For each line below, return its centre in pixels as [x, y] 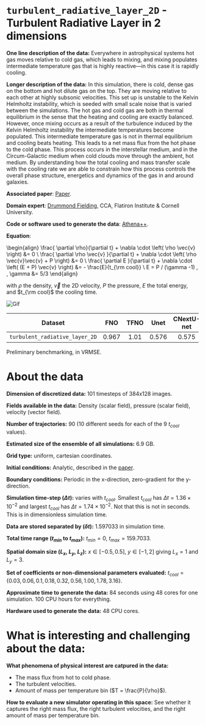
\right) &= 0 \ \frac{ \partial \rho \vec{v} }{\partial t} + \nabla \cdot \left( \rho [102, 254]
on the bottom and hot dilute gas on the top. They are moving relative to [97, 91]
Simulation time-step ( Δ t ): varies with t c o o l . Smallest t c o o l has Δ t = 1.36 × [99, 498]
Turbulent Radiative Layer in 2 [84, 23]
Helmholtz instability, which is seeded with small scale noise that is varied [99, 103]
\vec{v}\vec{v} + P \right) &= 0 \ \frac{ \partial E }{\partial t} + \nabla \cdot [99, 261]
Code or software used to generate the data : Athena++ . [77, 224]
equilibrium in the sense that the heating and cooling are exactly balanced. [100, 117]
